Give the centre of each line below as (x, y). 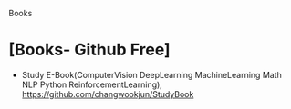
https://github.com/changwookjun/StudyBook (108, 94)
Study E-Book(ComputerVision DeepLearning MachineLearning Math (151, 74)
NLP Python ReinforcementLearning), (92, 84)
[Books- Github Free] (89, 50)
